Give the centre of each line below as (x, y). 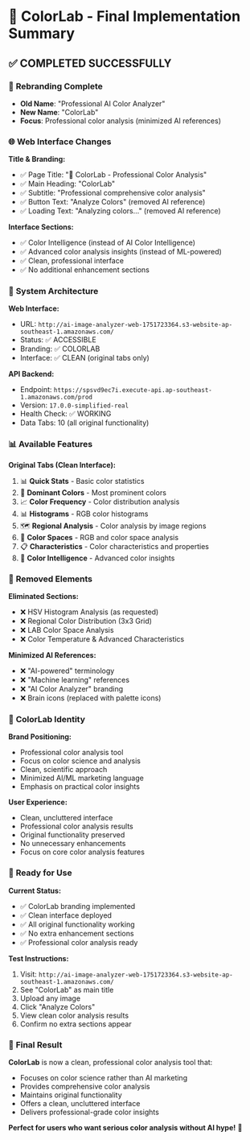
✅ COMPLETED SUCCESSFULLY (90, 63)
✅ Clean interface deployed (66, 915)
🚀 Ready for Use (40, 873)
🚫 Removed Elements (51, 579)
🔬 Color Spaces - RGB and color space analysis (99, 537)
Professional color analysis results (77, 826)
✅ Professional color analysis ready (79, 942)
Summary (41, 33)
